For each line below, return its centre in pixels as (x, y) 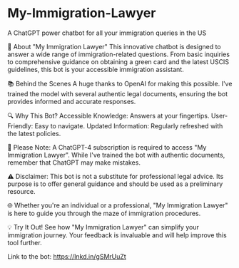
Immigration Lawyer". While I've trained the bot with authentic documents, (116, 155)
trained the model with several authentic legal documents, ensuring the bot (118, 93)
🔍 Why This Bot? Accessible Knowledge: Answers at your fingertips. (108, 115)
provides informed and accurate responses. (72, 101)
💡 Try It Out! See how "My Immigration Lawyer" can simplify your (103, 227)
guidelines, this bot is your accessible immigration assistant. (96, 69)
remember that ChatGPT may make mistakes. (74, 163)
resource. (21, 191)
